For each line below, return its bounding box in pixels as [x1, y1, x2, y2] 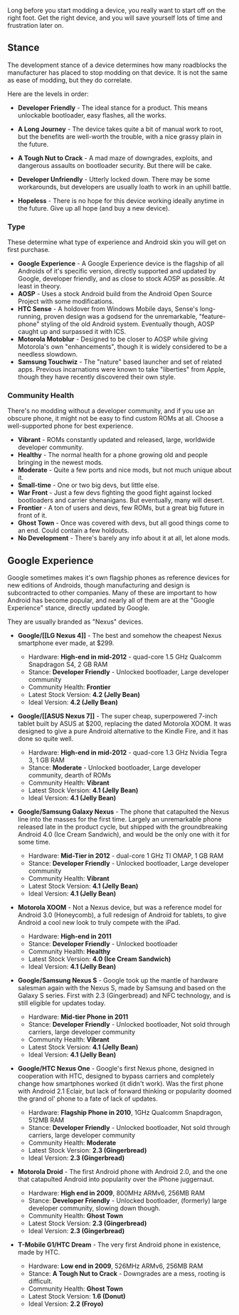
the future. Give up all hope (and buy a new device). [17, 204, 171, 212]
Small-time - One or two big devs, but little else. [17, 481, 160, 490]
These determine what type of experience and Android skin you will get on [7, 238, 226, 246]
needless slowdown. [17, 350, 78, 359]
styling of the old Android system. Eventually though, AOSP [41, 320, 215, 328]
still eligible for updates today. [17, 999, 106, 1007]
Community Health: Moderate [28, 1138, 117, 1147]
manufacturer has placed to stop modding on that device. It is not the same [7, 68, 228, 77]
